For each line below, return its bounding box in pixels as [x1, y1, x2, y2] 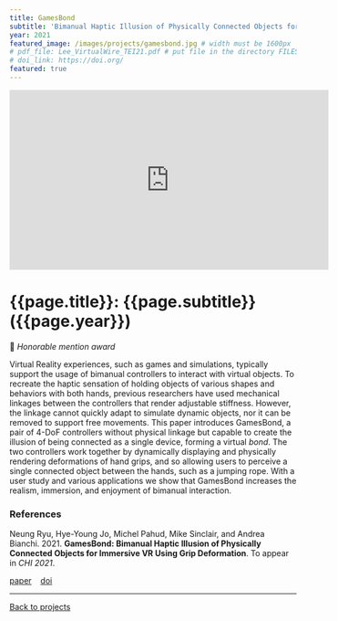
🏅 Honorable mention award [9, 341, 116, 352]
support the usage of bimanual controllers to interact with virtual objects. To [9, 368, 294, 379]
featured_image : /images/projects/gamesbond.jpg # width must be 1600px [9, 38, 292, 48]
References [9, 508, 62, 521]
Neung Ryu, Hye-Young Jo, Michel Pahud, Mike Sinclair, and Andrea [9, 529, 265, 540]
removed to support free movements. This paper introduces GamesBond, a [9, 416, 292, 427]
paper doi [9, 575, 53, 586]
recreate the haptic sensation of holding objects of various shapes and [9, 378, 275, 389]
